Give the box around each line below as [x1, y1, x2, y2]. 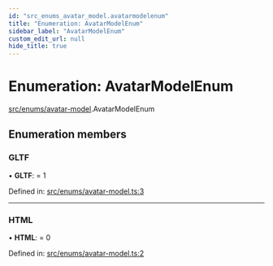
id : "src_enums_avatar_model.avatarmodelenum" [8, 11, 169, 20]
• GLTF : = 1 [8, 170, 46, 180]
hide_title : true [8, 42, 67, 50]
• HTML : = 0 [8, 233, 51, 242]
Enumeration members [8, 128, 128, 142]
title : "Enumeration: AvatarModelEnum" [8, 20, 144, 28]
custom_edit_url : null [8, 34, 85, 43]
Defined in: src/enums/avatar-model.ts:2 [8, 249, 145, 259]
